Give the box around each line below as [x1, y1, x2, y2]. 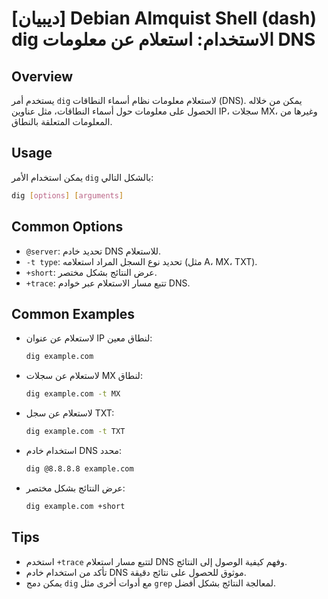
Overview [11, 68, 74, 85]
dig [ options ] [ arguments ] [11, 190, 124, 201]
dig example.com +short [25, 501, 126, 511]
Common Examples [11, 305, 136, 322]
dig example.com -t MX [25, 389, 121, 399]
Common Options [11, 218, 124, 236]
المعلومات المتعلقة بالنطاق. [11, 116, 113, 127]
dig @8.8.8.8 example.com [25, 463, 134, 474]
